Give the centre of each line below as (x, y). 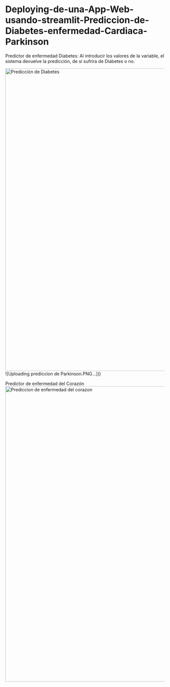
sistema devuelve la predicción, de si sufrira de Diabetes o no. (70, 61)
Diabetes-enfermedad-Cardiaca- (76, 31)
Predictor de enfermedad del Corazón (45, 383)
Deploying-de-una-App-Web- (70, 9)
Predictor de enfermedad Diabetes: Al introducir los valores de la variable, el (85, 56)
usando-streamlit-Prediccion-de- (77, 20)
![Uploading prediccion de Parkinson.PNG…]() (53, 373)
